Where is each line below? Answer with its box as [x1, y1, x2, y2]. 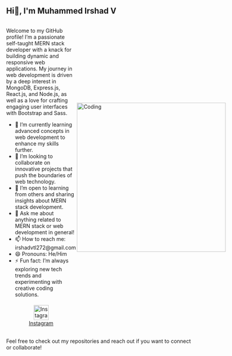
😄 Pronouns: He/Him [14, 250, 67, 257]
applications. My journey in [6, 65, 73, 72]
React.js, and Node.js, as [6, 90, 67, 97]
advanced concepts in [14, 127, 70, 134]
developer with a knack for [6, 46, 72, 53]
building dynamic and [6, 52, 59, 60]
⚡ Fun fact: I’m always [14, 257, 69, 264]
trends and [14, 272, 42, 279]
